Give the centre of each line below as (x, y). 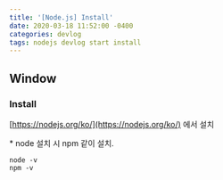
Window (33, 78)
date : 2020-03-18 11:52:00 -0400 (71, 26)
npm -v (21, 168)
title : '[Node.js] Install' (62, 17)
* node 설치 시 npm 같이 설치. (62, 143)
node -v (24, 160)
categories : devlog (45, 34)
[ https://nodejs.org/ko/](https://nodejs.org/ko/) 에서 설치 (112, 124)
